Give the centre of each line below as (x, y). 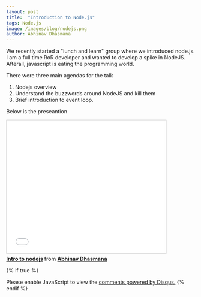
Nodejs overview (36, 87)
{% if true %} (22, 271)
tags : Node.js (24, 23)
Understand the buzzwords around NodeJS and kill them (85, 94)
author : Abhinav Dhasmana (38, 34)
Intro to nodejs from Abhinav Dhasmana (57, 259)
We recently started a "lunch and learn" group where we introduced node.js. (100, 51)
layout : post (22, 12)
